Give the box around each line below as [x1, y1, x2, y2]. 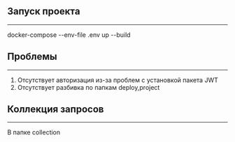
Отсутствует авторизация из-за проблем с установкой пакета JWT [17, 76, 218, 84]
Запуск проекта [7, 6, 80, 17]
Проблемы [7, 51, 57, 63]
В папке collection [7, 128, 61, 136]
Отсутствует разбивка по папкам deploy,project [17, 83, 160, 91]
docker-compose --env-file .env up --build [7, 31, 131, 39]
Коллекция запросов [7, 104, 104, 116]
